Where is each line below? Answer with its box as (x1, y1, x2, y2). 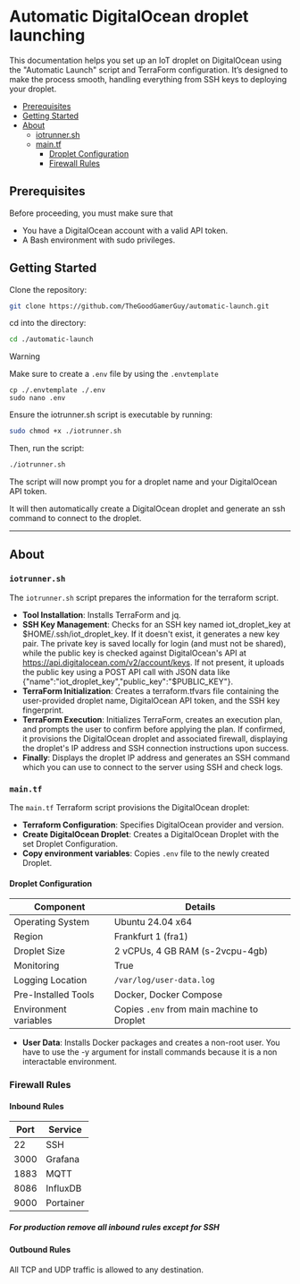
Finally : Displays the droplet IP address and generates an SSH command (21, 752, 290, 763)
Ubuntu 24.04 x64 (114, 916, 193, 929)
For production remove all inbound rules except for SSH (9, 1221, 221, 1232)
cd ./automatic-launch (9, 335, 94, 344)
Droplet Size (13, 945, 65, 957)
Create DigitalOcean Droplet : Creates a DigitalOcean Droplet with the (21, 829, 279, 840)
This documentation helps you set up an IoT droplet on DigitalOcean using (9, 55, 282, 65)
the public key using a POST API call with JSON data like (21, 666, 230, 677)
